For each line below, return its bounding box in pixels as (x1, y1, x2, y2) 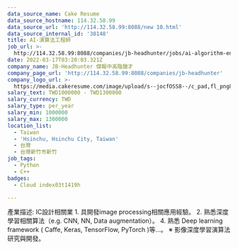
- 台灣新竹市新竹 (13, 149, 57, 156)
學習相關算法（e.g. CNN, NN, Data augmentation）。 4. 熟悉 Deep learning (7, 216, 223, 225)
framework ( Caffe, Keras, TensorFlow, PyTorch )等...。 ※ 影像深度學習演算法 (7, 226, 231, 234)
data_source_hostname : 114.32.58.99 (7, 17, 115, 24)
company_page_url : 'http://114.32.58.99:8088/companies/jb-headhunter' (7, 69, 223, 76)
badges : (7, 175, 30, 182)
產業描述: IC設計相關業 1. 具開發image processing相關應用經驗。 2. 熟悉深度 (7, 208, 229, 216)
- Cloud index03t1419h (13, 181, 81, 188)
